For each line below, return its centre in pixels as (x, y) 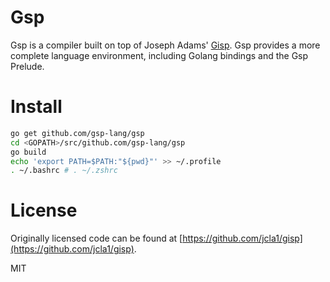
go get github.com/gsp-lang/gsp (77, 133)
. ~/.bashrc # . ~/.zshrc (64, 171)
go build (28, 152)
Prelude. (27, 66)
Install (36, 107)
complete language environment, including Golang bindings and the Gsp (159, 55)
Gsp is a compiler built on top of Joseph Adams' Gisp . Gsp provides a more (165, 45)
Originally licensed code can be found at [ (96, 238)
